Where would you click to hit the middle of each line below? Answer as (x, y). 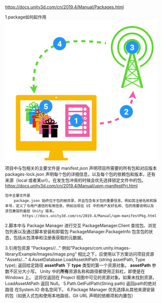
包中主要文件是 (18, 196)
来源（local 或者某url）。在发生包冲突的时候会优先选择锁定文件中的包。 (75, 180)
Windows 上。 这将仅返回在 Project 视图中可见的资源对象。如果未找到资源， (81, 278)
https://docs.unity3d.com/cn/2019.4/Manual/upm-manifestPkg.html (90, 216)
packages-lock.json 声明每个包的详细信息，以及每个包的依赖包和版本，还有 (80, 174)
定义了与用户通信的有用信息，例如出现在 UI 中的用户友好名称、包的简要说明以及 (85, 206)
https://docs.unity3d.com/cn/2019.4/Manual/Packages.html (65, 7)
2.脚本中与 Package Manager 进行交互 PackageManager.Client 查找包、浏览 (81, 226)
